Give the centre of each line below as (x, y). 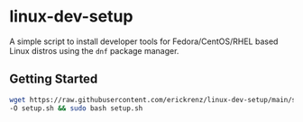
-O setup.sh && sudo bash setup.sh (76, 108)
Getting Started (54, 79)
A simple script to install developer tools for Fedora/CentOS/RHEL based (144, 41)
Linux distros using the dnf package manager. (94, 50)
